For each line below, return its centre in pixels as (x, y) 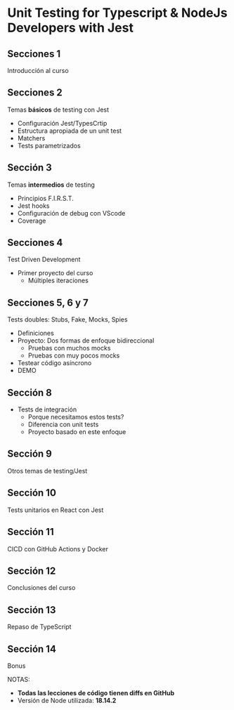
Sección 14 (32, 649)
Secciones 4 (35, 243)
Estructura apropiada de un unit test (69, 131)
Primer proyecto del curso (55, 273)
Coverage (32, 221)
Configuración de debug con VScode (71, 213)
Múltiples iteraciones (58, 281)
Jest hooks (33, 206)
